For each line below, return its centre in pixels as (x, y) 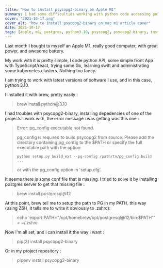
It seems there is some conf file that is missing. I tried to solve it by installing (81, 179)
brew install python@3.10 (42, 104)
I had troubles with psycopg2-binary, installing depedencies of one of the (78, 113)
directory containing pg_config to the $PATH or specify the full (79, 142)
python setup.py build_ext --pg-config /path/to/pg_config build (84, 157)
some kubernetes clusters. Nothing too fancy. (51, 71)
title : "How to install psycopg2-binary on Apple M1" (61, 9)
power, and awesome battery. (35, 51)
